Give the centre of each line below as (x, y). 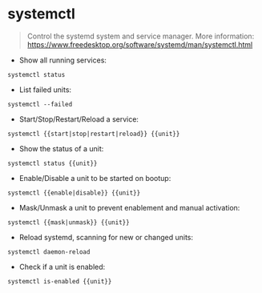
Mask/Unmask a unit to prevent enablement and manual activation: (129, 207)
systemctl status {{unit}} (52, 163)
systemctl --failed (40, 104)
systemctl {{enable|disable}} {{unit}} (74, 193)
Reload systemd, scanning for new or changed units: (106, 237)
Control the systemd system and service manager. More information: (141, 36)
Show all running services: (63, 60)
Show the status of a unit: (61, 148)
